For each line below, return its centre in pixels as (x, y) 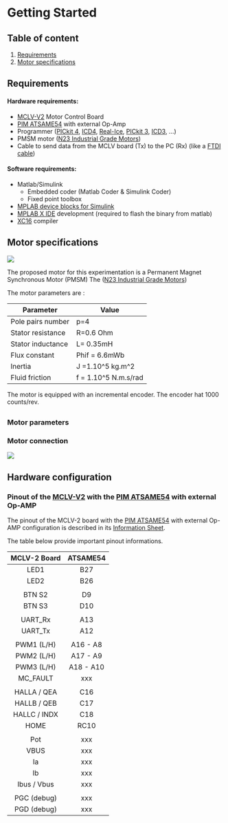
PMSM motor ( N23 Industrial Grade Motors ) (79, 139)
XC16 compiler (37, 221)
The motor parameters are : (46, 293)
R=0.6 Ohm (94, 332)
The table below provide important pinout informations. (85, 541)
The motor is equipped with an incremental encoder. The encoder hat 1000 (113, 394)
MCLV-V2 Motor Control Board (60, 116)
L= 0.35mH (94, 344)
